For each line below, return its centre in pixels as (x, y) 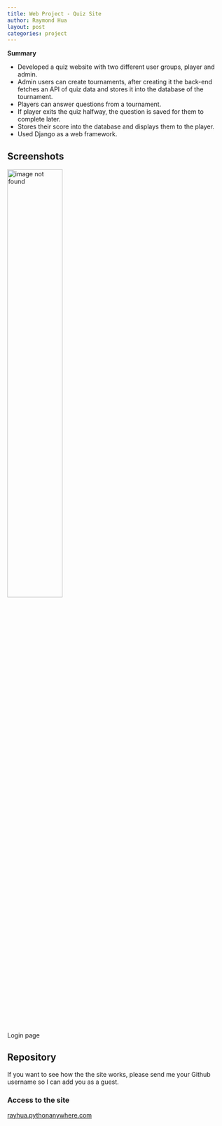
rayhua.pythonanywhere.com (50, 1115)
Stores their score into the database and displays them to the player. (116, 126)
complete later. (39, 119)
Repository (32, 1058)
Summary (22, 53)
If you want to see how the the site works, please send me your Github (109, 1074)
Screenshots (36, 156)
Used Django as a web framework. (67, 134)
